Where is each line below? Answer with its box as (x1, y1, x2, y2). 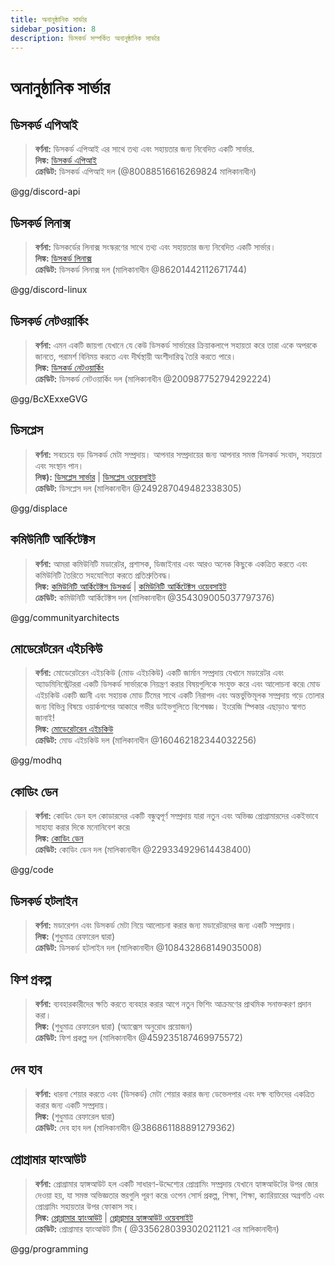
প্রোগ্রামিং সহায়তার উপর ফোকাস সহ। (34, 1200, 140, 1212)
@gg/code (10, 864, 54, 876)
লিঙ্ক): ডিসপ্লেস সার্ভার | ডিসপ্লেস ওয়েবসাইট (34, 471, 157, 483)
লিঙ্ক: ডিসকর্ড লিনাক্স (34, 252, 92, 265)
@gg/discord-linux (10, 284, 88, 296)
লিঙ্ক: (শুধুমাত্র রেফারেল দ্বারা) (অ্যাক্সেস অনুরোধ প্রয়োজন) (34, 1020, 193, 1032)
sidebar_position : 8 (10, 24, 97, 34)
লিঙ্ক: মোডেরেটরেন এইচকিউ (34, 723, 114, 735)
